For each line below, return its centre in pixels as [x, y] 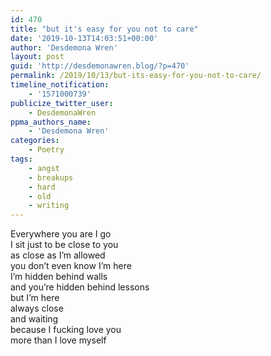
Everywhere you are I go [61, 234]
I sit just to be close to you [64, 245]
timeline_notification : [60, 85]
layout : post [37, 57]
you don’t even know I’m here [71, 266]
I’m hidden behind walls [59, 277]
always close [37, 308]
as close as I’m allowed [58, 255]
